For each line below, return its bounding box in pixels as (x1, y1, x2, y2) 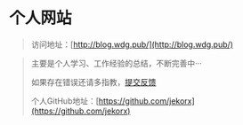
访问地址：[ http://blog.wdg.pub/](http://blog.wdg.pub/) (30, 39, 234, 50)
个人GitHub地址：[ (30, 95, 100, 106)
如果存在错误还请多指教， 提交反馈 (30, 76, 157, 87)
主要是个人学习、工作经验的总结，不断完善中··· (30, 58, 202, 68)
